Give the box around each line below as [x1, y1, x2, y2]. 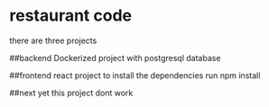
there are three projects [9, 35, 97, 46]
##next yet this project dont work [9, 87, 134, 98]
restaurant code [9, 5, 133, 26]
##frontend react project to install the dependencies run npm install [9, 69, 261, 81]
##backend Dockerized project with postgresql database [9, 52, 221, 63]
